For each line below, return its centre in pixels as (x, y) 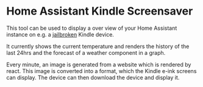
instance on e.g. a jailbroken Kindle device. (60, 34)
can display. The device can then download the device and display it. (93, 77)
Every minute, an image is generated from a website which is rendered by (99, 64)
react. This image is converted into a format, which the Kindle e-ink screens (101, 71)
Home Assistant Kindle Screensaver (100, 11)
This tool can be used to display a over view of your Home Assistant (92, 28)
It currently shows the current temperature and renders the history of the (98, 46)
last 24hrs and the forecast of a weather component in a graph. (86, 52)
